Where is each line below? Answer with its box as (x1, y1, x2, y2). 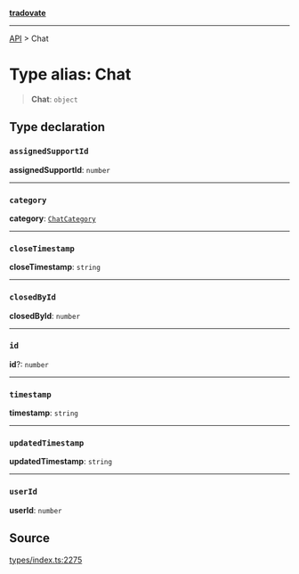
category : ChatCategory (9, 213, 96, 224)
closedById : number (9, 310, 81, 321)
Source (9, 530, 51, 546)
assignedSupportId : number (9, 164, 111, 175)
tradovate (9, 8, 46, 18)
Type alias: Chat (9, 64, 132, 85)
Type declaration (9, 119, 105, 135)
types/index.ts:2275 (9, 554, 83, 565)
